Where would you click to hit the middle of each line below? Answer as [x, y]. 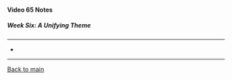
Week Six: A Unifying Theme [49, 26]
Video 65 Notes [30, 10]
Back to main [26, 69]
